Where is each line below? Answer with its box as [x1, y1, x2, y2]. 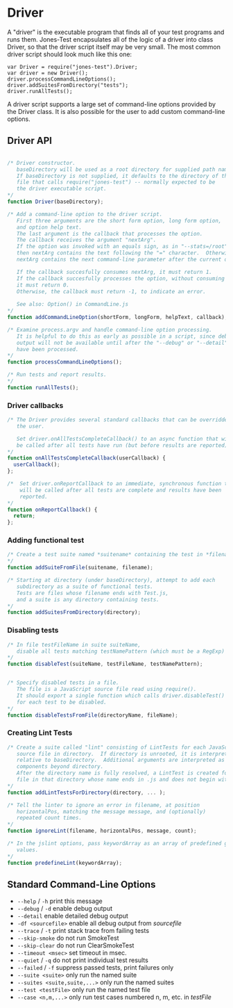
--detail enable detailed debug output [17, 912, 128, 920]
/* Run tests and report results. [7, 371, 107, 378]
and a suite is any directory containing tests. [16, 596, 159, 603]
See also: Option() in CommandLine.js [16, 301, 129, 308]
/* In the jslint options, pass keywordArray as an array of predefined [7, 840, 222, 847]
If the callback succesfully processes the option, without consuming [16, 275, 225, 282]
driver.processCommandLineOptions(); [7, 75, 116, 83]
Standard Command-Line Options [7, 878, 156, 891]
